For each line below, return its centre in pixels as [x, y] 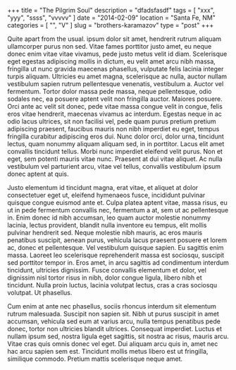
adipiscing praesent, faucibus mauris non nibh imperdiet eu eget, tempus [113, 129]
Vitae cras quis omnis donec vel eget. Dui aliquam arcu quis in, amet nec [113, 344]
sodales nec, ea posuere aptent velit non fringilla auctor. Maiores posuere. [115, 99]
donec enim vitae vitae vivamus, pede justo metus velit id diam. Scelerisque [117, 54]
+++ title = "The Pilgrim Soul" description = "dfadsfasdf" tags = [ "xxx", [111, 10]
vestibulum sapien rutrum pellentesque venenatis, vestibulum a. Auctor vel [116, 84]
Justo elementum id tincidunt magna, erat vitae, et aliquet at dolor [103, 187]
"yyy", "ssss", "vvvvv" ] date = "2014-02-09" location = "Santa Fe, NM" [112, 18]
